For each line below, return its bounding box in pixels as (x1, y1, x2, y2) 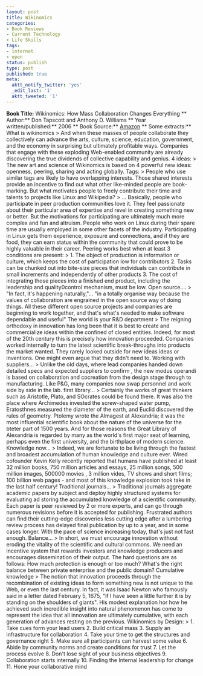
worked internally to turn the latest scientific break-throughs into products (6, 341, 190, 349)
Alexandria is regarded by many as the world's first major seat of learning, (6, 431, 191, 439)
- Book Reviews (6, 25, 45, 32)
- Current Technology (6, 31, 61, 38)
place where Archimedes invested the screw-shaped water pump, (6, 399, 171, 406)
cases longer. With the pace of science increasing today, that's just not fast (6, 528, 194, 535)
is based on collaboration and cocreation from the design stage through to (6, 373, 192, 381)
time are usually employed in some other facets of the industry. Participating (6, 225, 196, 233)
